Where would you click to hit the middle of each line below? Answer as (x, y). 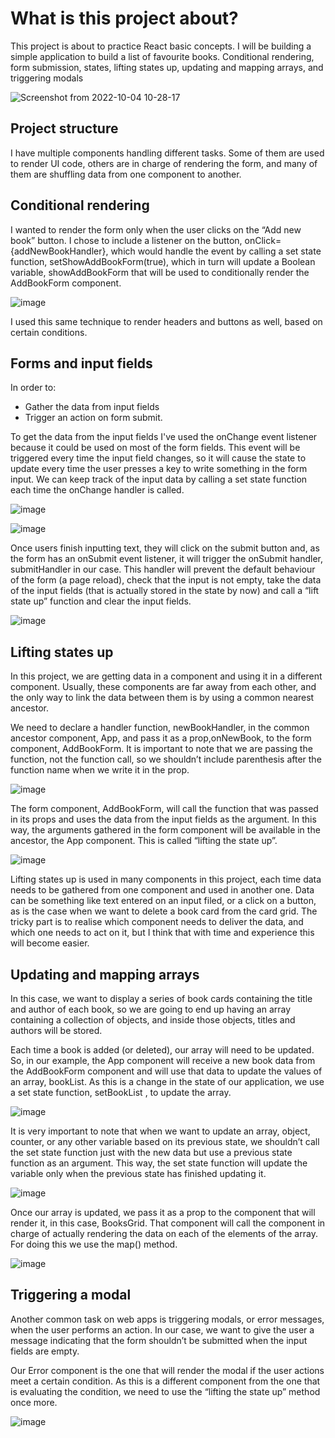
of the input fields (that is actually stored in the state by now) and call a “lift (165, 591)
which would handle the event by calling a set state (216, 251)
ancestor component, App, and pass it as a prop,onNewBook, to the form (161, 738)
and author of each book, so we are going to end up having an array (151, 1009)
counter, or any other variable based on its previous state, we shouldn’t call (165, 1141)
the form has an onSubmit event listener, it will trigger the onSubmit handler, (167, 559)
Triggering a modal (71, 1295)
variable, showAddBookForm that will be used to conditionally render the (160, 272)
